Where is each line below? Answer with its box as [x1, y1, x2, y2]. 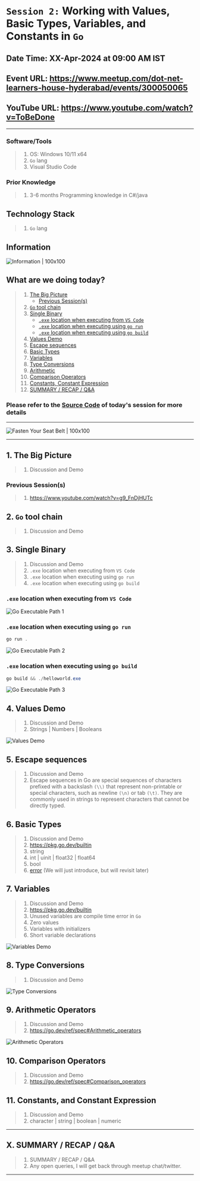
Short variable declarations [29, 931, 96, 938]
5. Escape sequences [6, 754, 87, 764]
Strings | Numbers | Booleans [29, 726, 102, 733]
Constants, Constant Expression [29, 380, 109, 387]
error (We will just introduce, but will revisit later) [29, 866, 149, 874]
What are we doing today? [6, 275, 105, 285]
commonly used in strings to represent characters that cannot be [29, 795, 189, 803]
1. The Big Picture [6, 450, 72, 460]
